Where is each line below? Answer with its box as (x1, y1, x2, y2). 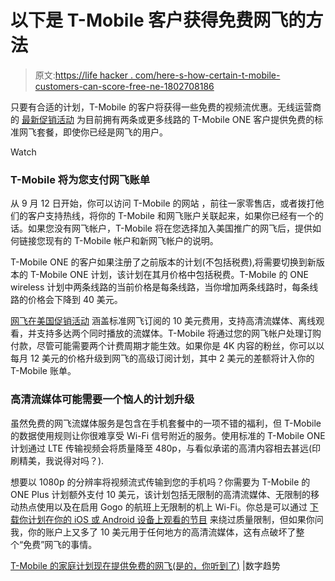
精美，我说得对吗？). (18, 454, 105, 466)
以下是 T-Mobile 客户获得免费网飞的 (10, 9, 307, 32)
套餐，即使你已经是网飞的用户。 (36, 126, 168, 138)
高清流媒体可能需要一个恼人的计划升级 (10, 392, 195, 406)
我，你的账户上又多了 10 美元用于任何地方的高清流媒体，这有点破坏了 (10, 526, 297, 538)
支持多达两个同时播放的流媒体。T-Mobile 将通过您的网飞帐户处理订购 (36, 327, 322, 340)
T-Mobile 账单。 (10, 365, 77, 377)
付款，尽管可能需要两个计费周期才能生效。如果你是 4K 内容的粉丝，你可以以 (10, 340, 325, 352)
